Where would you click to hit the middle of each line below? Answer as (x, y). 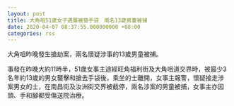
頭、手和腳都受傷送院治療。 (48, 95)
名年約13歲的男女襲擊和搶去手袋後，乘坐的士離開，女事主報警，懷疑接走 (113, 78)
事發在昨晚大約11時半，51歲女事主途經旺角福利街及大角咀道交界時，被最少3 (117, 69)
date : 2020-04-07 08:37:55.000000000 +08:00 (74, 27)
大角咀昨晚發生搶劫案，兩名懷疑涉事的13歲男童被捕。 (85, 54)
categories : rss (31, 33)
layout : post (27, 14)
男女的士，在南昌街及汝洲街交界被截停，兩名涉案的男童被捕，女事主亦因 (118, 87)
